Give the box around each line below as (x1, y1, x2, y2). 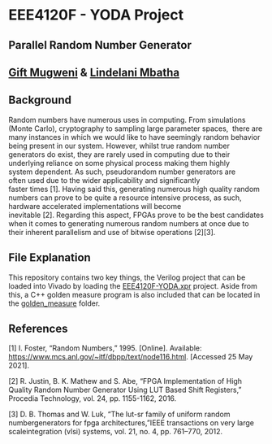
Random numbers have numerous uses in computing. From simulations (8, 115, 246, 124)
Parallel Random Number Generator (8, 38, 192, 52)
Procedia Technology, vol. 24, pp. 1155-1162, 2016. (8, 394, 177, 403)
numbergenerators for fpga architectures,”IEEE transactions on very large (8, 418, 254, 428)
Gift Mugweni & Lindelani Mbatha (8, 65, 180, 79)
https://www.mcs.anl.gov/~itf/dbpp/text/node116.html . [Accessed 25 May (8, 352, 253, 362)
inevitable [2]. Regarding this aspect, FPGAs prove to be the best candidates (8, 210, 264, 220)
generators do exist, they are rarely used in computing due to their (8, 149, 231, 159)
